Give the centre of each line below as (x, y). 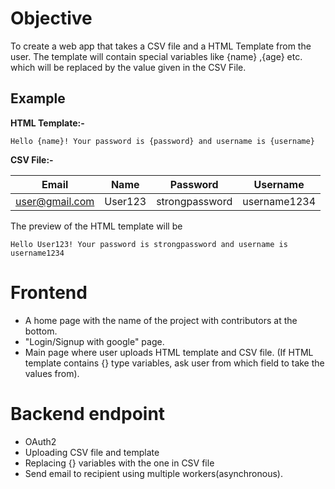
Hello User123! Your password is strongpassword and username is (149, 244)
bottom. (41, 331)
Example (38, 98)
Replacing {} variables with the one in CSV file (119, 463)
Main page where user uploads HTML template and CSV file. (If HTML (169, 352)
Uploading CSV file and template (92, 452)
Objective (51, 18)
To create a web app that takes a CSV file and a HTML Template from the (161, 46)
